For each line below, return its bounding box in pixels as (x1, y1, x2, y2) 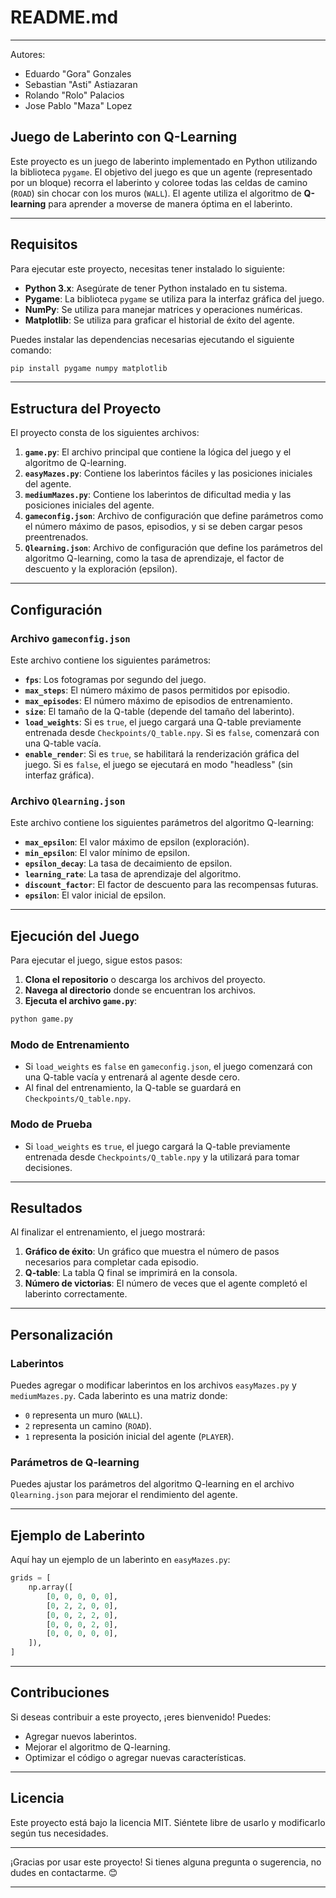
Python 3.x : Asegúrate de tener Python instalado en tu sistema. (24, 282, 288, 294)
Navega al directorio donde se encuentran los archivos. (24, 984, 257, 996)
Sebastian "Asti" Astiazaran (24, 78, 138, 90)
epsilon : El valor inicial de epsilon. (24, 889, 167, 901)
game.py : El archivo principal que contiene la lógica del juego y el (24, 446, 292, 458)
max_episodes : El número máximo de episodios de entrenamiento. (24, 694, 293, 706)
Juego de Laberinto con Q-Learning (10, 129, 238, 146)
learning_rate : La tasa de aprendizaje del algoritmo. (24, 868, 242, 880)
